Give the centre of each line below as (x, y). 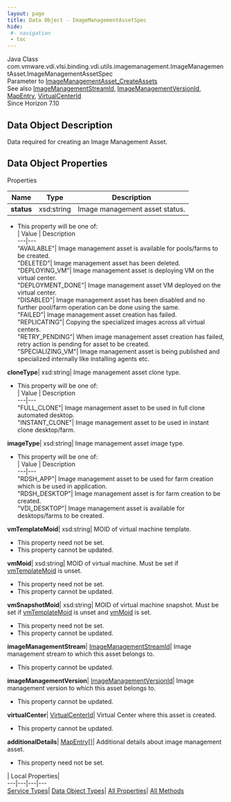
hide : (15, 26)
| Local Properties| (34, 776)
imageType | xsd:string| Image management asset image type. (96, 443)
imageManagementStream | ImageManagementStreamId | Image (99, 646)
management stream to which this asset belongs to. (81, 654)
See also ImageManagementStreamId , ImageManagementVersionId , (104, 89)
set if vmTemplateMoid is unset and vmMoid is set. (80, 612)
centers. (29, 329)
